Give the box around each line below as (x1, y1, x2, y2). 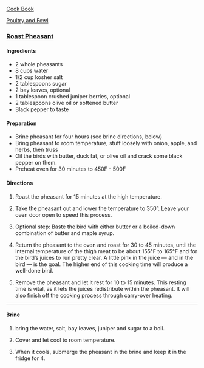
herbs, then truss (15, 146, 58, 154)
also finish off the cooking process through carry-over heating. (15, 291, 173, 299)
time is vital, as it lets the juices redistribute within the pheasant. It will (15, 285, 190, 292)
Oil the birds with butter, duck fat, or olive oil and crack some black (15, 152, 183, 160)
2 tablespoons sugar (15, 80, 67, 87)
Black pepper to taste (15, 106, 69, 113)
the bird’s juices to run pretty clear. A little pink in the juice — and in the (15, 254, 194, 261)
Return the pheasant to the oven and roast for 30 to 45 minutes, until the (15, 241, 197, 248)
